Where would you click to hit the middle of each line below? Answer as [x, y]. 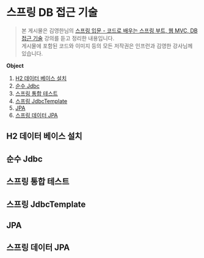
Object [15, 65]
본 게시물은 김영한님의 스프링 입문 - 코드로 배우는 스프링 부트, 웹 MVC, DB [109, 30]
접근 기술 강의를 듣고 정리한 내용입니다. [68, 38]
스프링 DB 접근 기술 [52, 13]
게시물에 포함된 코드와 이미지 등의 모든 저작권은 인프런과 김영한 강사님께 [107, 46]
